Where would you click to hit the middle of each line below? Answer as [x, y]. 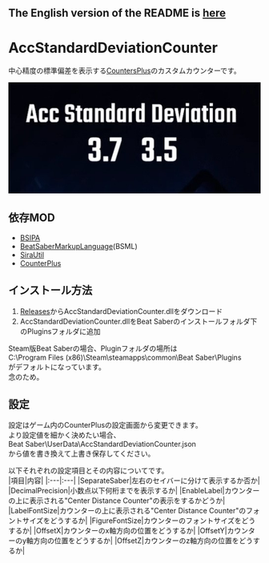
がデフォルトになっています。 [57, 367]
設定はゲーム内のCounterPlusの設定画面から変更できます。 [105, 425]
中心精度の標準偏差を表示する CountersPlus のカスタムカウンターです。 [125, 70]
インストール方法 [50, 290]
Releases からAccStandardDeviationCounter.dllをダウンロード [121, 311]
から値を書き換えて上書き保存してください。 [82, 454]
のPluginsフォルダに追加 [60, 331]
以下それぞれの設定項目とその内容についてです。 [88, 471]
